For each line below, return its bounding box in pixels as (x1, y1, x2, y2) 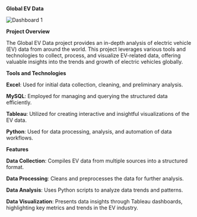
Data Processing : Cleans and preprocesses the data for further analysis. (6, 175, 184, 182)
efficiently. (6, 99, 32, 106)
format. (6, 164, 24, 170)
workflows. (6, 134, 34, 141)
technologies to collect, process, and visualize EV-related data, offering (6, 52, 181, 59)
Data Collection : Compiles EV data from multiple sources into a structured (6, 157, 188, 164)
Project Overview (6, 28, 50, 35)
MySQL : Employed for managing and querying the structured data (6, 93, 168, 99)
